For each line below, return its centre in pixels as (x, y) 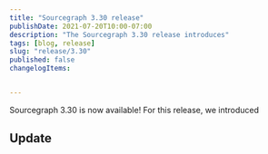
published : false (42, 60)
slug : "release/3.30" (50, 52)
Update (31, 138)
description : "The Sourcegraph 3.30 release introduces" (119, 34)
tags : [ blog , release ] (52, 43)
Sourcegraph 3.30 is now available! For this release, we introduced (134, 110)
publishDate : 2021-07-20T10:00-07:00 (81, 26)
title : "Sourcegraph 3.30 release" (77, 18)
